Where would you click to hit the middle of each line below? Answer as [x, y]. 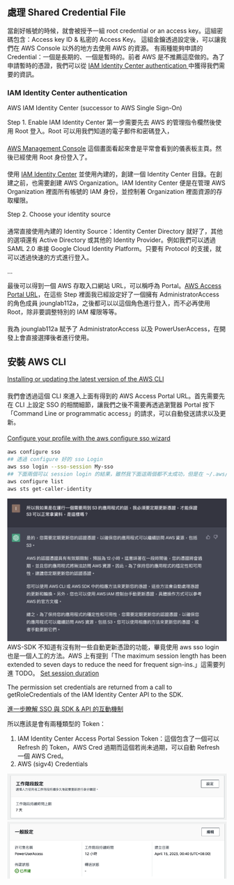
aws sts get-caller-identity [49, 489]
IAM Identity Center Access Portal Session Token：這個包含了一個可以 [118, 739]
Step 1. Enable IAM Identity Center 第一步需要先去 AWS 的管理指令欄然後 [111, 122]
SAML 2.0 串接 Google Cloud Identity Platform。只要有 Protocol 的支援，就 [114, 248]
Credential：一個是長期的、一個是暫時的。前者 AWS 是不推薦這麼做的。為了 [116, 56]
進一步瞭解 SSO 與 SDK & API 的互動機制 [65, 709]
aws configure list [36, 481]
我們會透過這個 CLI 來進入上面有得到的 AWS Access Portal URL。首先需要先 [116, 395]
